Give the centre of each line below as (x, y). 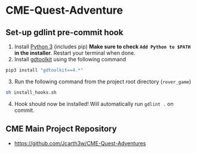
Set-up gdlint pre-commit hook (64, 32)
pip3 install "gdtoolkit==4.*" (44, 70)
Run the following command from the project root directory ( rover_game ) (103, 82)
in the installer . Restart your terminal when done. (75, 53)
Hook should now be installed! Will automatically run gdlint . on (94, 104)
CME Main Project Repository (61, 129)
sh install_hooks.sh (31, 92)
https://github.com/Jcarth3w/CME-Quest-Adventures (80, 143)
